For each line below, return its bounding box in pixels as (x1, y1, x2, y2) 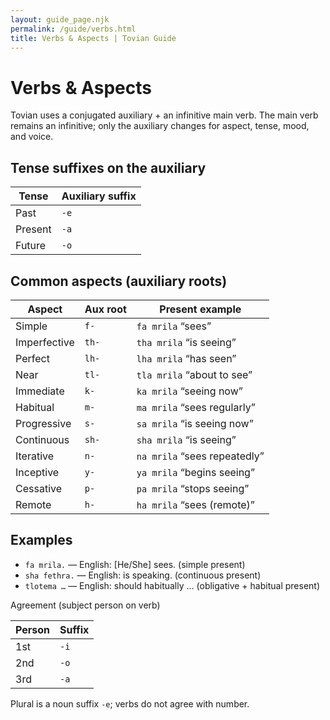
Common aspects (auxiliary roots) (10, 272, 228, 290)
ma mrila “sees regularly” (136, 400, 256, 414)
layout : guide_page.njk (10, 14, 110, 25)
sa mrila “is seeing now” (136, 416, 254, 430)
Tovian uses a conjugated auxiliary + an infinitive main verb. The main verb (10, 109, 319, 121)
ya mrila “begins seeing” (136, 465, 255, 479)
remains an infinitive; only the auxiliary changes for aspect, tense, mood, (10, 120, 310, 132)
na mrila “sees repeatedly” (136, 449, 265, 463)
